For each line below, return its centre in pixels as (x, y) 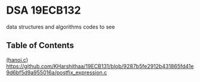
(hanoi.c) (17, 59)
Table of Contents (40, 45)
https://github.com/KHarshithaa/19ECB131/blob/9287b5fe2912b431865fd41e (100, 66)
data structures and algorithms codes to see (61, 27)
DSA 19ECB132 (44, 10)
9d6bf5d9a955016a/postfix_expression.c (57, 72)
